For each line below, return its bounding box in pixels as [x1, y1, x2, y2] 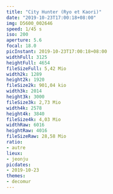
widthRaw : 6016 [6, 122, 45, 128]
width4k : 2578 [6, 105, 43, 111]
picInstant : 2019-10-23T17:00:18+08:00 [6, 49, 108, 55]
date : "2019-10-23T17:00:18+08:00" [6, 15, 97, 21]
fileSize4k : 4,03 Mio [6, 116, 61, 122]
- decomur [6, 179, 32, 185]
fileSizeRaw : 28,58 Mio [6, 133, 67, 140]
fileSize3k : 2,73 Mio [6, 99, 61, 105]
